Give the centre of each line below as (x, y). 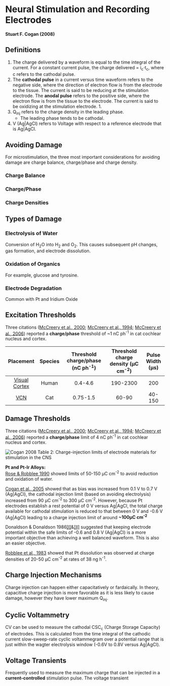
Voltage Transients (36, 660)
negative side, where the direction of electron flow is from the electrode (88, 85)
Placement (21, 361)
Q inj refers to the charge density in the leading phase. (68, 112)
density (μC (124, 364)
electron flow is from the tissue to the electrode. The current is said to (85, 101)
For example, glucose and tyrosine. (42, 275)
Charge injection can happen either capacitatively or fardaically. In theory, (82, 587)
